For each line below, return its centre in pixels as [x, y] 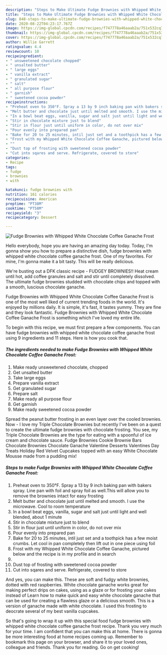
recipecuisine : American [31, 199]
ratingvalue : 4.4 [24, 47]
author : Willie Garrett [30, 42]
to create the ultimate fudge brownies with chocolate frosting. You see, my [82, 430]
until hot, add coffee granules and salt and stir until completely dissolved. [80, 277]
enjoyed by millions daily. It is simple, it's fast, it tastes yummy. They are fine [83, 307]
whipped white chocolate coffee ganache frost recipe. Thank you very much [84, 626]
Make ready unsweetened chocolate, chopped [60, 367]
